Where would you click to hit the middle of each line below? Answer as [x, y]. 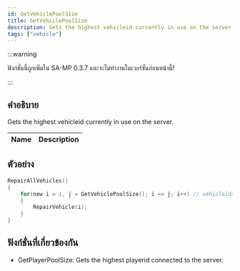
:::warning [22, 54]
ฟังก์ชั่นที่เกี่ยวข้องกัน [43, 243]
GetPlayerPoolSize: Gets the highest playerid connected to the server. [120, 260]
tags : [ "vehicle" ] [35, 34]
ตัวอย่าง [21, 164]
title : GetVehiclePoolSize [47, 21]
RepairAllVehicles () [38, 180]
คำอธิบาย [23, 104]
